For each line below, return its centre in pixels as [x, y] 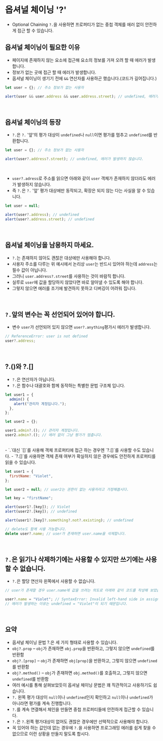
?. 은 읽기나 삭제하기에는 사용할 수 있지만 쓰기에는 [74, 559]
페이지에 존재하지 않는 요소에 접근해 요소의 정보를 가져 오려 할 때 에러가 [79, 60]
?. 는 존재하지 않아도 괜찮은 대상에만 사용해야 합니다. [62, 258]
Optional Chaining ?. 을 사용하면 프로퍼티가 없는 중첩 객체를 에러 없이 [78, 24]
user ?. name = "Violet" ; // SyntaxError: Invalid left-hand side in [75, 599]
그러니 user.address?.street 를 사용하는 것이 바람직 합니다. [69, 276]
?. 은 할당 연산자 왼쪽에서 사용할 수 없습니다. [54, 581]
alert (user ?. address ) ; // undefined [42, 214]
